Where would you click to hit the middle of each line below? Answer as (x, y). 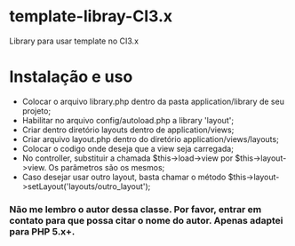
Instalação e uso (71, 77)
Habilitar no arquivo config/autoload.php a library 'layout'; (128, 120)
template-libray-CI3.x (91, 16)
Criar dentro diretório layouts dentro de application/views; (128, 130)
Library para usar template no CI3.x (74, 41)
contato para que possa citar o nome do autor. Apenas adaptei (146, 220)
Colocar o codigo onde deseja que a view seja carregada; (128, 148)
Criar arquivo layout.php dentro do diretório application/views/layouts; (151, 139)
